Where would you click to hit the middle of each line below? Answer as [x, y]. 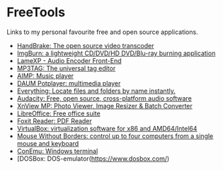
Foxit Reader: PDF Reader [55, 120]
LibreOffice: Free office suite [58, 113]
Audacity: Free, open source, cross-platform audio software [104, 98]
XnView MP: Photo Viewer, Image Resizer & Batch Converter [104, 106]
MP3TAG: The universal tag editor [66, 68]
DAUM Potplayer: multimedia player [69, 83]
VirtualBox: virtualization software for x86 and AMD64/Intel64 [107, 128]
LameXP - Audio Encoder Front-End [69, 60]
